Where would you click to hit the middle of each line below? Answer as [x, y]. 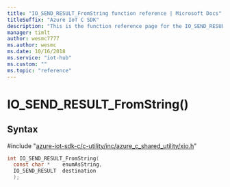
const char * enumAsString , [58, 164]
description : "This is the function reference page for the [95, 26]
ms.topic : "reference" [39, 70]
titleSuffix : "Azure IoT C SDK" [53, 20]
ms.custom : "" [27, 64]
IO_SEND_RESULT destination [55, 171]
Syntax [23, 129]
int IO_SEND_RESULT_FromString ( [53, 158]
